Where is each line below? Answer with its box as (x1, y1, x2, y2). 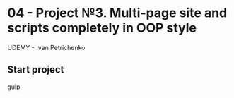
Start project (7, 63, 64, 75)
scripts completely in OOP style (7, 20, 197, 36)
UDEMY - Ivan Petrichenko (7, 43, 86, 51)
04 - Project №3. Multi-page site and (7, 5, 228, 21)
